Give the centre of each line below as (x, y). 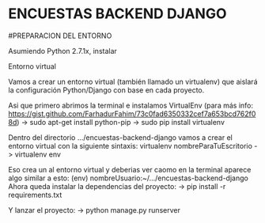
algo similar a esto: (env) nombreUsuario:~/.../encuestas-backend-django (129, 178)
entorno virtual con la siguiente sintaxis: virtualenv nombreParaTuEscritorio (131, 146)
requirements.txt (35, 195)
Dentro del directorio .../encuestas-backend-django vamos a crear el (121, 137)
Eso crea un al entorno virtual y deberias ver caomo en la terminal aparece (130, 169)
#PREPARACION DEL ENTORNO (60, 36)
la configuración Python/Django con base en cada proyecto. (106, 90)
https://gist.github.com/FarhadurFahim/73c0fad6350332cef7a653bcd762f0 (132, 113)
